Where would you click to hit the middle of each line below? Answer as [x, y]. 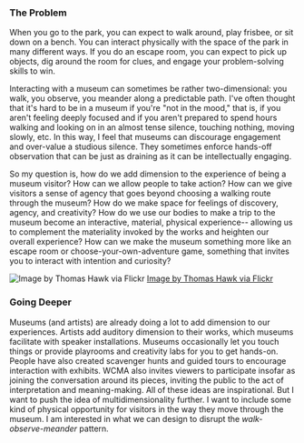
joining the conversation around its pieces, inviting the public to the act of [147, 380]
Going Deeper [41, 302]
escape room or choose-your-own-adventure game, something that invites [150, 251]
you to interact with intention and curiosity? [90, 261]
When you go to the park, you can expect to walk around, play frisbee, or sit [152, 33]
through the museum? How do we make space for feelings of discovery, [144, 203]
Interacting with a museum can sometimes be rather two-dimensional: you [148, 89]
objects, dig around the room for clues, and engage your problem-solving [147, 62]
